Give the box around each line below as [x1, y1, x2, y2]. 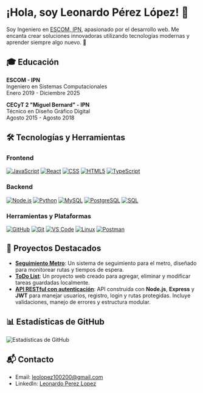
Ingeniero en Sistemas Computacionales [6, 82, 108, 90]
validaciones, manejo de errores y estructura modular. [15, 298, 151, 305]
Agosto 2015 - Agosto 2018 [6, 114, 75, 121]
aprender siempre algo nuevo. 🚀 [6, 38, 87, 46]
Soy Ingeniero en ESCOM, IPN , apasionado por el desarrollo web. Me [6, 26, 179, 33]
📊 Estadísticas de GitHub [6, 317, 105, 327]
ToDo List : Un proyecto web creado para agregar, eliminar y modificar [15, 272, 191, 280]
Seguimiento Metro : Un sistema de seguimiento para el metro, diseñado [15, 259, 197, 267]
